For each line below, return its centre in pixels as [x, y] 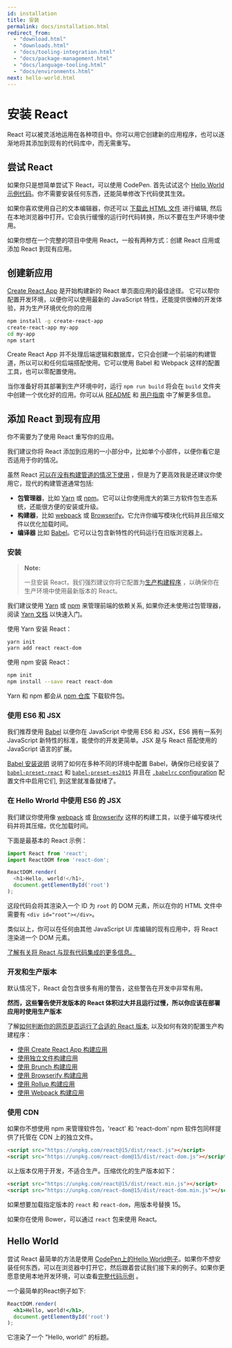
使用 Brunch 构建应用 [47, 1067]
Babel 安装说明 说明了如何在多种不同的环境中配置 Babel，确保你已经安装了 [114, 763]
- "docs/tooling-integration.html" [65, 53]
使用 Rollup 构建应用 [46, 1084]
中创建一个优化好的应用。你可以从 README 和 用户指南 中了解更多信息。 [111, 395]
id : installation [32, 13]
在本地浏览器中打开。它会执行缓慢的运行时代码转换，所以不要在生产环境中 [113, 217]
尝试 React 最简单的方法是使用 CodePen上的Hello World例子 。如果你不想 [111, 1259]
